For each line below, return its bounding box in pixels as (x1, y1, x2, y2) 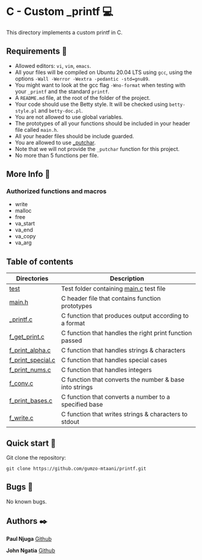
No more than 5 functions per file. (14, 152, 99, 159)
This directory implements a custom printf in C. (6, 28, 123, 36)
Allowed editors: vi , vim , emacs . (14, 62, 91, 69)
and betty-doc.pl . (38, 106, 83, 114)
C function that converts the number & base (61, 375, 185, 384)
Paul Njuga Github (6, 535, 52, 542)
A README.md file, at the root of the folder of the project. (14, 94, 151, 101)
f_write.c (9, 414, 34, 422)
